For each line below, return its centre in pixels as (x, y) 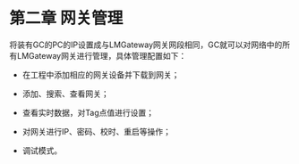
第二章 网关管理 (66, 18)
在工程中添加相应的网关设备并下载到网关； (101, 74)
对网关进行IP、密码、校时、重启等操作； (97, 131)
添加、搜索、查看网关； (65, 94)
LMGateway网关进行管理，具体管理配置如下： (102, 55)
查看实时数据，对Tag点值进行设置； (88, 112)
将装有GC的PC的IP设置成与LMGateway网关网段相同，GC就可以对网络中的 (146, 45)
